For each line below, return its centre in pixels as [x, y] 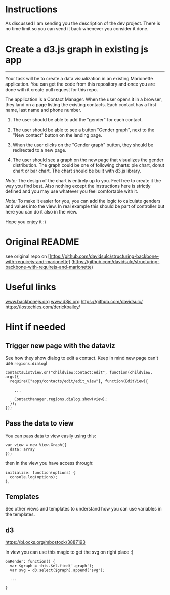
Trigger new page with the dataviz [60, 346]
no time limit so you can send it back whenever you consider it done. [77, 28]
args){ [12, 377]
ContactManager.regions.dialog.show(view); [61, 399]
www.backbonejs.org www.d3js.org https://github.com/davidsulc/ [74, 301]
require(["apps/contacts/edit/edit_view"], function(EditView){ [79, 381]
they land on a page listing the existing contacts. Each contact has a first [81, 104]
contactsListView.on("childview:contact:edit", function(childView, [79, 372]
